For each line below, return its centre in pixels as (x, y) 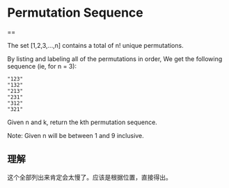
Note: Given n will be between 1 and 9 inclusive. (76, 135)
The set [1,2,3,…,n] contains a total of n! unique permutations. (95, 45)
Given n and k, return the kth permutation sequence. (82, 122)
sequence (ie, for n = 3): (42, 66)
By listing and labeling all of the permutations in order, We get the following (115, 59)
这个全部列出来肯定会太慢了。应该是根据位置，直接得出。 (89, 177)
